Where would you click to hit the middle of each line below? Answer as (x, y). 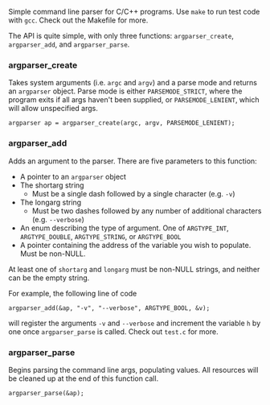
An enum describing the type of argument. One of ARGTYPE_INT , (124, 228)
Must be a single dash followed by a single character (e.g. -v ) (133, 193)
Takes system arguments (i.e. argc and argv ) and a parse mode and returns (133, 83)
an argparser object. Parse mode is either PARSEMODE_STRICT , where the (125, 91)
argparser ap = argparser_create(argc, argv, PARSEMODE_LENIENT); (122, 123)
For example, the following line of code (73, 293)
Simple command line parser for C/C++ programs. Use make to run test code (134, 12)
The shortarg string (52, 185)
